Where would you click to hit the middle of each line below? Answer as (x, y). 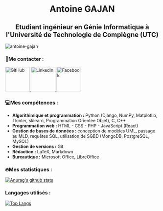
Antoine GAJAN (82, 9)
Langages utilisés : (28, 192)
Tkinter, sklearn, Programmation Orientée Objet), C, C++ (69, 120)
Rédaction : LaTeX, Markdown (43, 151)
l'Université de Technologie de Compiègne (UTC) (82, 34)
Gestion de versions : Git (38, 146)
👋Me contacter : (24, 59)
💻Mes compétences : (32, 103)
